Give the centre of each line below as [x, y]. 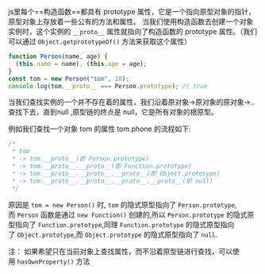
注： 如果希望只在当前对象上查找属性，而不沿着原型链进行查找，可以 [120, 251]
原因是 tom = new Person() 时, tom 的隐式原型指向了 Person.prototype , [123, 204]
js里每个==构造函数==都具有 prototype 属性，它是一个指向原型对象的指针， [132, 12]
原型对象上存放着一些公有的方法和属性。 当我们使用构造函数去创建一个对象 [131, 21]
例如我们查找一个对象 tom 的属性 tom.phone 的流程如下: [100, 129]
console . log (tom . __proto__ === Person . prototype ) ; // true [108, 86]
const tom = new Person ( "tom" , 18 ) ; [69, 79]
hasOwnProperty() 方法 [54, 261]
